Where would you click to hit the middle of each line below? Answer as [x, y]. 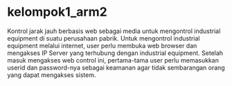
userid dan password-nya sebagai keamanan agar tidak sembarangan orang [116, 67]
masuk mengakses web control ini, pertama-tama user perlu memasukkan [113, 60]
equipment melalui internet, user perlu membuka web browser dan [102, 45]
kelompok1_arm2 [57, 12]
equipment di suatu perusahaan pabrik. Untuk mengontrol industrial [104, 38]
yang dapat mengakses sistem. [52, 75]
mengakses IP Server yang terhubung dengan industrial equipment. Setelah [115, 53]
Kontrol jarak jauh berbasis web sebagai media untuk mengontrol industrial [114, 31]
